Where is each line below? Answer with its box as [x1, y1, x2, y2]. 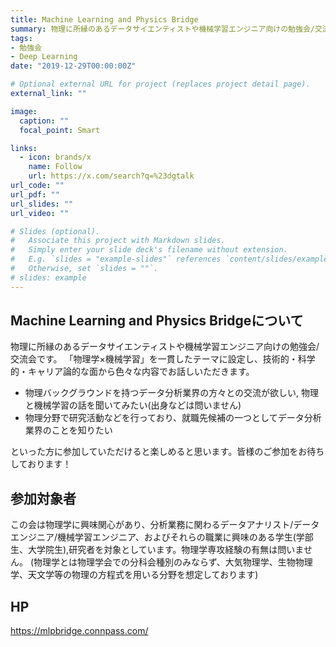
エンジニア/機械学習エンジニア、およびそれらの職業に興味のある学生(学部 [10, 531, 314, 543]
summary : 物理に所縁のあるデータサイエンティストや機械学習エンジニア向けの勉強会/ [10, 24, 315, 34]
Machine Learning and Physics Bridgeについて [10, 312, 304, 330]
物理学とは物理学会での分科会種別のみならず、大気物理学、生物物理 [33, 556, 313, 568]
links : [10, 143, 38, 153]
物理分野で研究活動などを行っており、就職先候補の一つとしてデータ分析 [24, 412, 322, 424]
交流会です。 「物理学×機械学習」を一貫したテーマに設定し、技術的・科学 [10, 353, 316, 365]
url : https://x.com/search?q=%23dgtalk [28, 171, 195, 181]
